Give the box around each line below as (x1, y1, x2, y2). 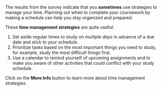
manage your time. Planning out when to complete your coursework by (5, 9, 151, 15)
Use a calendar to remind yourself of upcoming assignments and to (12, 55, 151, 61)
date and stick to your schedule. (12, 39, 79, 45)
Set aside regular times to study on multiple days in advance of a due (12, 34, 155, 40)
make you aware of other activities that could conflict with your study (12, 60, 155, 66)
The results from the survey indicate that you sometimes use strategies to (5, 4, 158, 10)
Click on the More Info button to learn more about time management (5, 75, 145, 81)
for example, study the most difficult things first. (12, 49, 111, 55)
